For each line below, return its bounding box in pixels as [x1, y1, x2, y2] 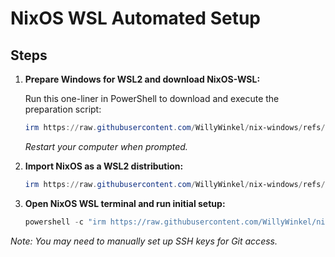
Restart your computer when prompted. [24, 140, 188, 152]
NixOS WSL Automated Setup [10, 7, 261, 30]
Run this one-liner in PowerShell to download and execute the [24, 93, 280, 104]
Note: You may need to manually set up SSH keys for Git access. [10, 235, 278, 247]
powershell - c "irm [24, 217, 107, 227]
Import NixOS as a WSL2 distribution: [24, 160, 184, 172]
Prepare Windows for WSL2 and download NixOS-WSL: [24, 73, 261, 85]
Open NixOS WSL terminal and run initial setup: [24, 197, 226, 209]
